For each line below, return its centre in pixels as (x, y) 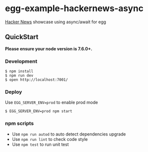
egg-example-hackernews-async (74, 8)
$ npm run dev (19, 76)
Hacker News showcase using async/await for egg (56, 22)
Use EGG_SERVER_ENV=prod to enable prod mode (52, 103)
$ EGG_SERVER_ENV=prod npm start (39, 111)
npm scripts (19, 123)
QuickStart (22, 37)
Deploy (14, 91)
